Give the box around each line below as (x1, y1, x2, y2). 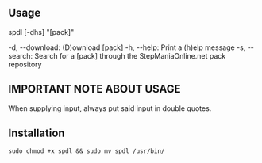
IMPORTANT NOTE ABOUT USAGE (8, 82, 181, 96)
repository (8, 59, 42, 69)
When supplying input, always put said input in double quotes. (8, 103, 212, 113)
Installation (8, 127, 65, 140)
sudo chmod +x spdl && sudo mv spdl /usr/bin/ (8, 147, 165, 155)
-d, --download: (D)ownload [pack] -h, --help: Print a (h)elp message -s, (8, 43, 246, 52)
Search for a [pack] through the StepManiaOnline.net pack (34, 51, 226, 60)
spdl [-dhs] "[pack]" (8, 27, 75, 36)
